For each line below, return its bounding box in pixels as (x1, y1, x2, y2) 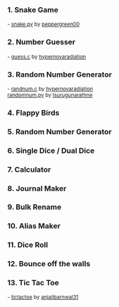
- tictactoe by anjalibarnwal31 (7, 294, 79, 301)
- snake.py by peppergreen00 (7, 21, 80, 28)
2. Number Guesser (7, 37, 76, 47)
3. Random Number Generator (7, 69, 113, 79)
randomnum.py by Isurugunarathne (7, 92, 93, 99)
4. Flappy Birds (7, 108, 60, 118)
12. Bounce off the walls (7, 259, 91, 269)
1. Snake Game (7, 5, 58, 15)
